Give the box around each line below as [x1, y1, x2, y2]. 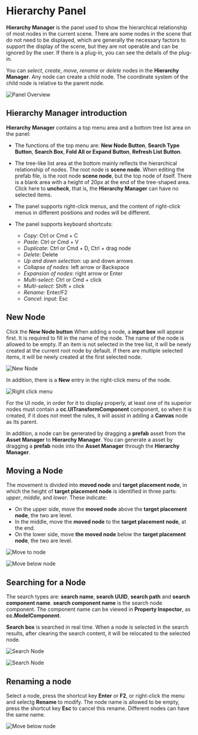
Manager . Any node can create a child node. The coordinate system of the [6, 73, 189, 80]
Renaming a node [6, 676, 72, 686]
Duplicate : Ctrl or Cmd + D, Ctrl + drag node [23, 245, 131, 252]
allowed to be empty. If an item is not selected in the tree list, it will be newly [6, 340, 191, 348]
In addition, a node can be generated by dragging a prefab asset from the [6, 429, 186, 437]
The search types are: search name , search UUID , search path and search [6, 593, 190, 600]
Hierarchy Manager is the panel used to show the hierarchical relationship [6, 24, 187, 31]
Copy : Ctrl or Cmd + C [23, 232, 79, 239]
